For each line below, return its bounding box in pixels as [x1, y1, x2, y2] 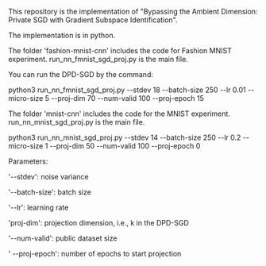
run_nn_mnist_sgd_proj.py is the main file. [8, 118, 145, 126]
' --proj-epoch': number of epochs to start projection [8, 249, 182, 258]
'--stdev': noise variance [8, 172, 89, 181]
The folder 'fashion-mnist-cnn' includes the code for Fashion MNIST [8, 46, 232, 55]
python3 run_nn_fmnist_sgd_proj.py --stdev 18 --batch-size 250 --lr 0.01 [8, 85, 246, 94]
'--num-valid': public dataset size [8, 233, 118, 243]
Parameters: [8, 156, 48, 166]
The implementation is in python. [8, 31, 116, 40]
